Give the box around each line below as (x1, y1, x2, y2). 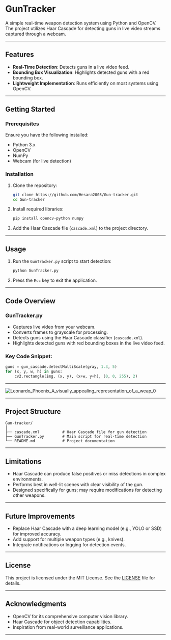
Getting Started (5, 105, 55, 114)
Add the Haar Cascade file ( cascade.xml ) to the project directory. (12, 225, 149, 231)
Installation (5, 171, 34, 178)
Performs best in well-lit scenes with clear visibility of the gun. (12, 482, 144, 488)
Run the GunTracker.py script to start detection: (12, 258, 112, 264)
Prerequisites (5, 120, 39, 127)
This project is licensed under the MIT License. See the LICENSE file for (5, 574, 156, 581)
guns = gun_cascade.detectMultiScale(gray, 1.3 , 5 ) (5, 364, 117, 369)
